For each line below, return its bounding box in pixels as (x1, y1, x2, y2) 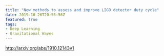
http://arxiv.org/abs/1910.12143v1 (5, 45, 74, 51)
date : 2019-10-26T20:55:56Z (5, 12, 66, 17)
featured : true (5, 17, 38, 22)
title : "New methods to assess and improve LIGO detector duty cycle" (5, 7, 159, 13)
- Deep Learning (5, 26, 40, 32)
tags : (5, 21, 17, 27)
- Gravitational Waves (5, 31, 54, 36)
